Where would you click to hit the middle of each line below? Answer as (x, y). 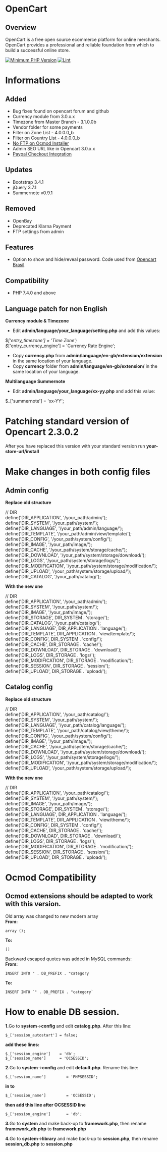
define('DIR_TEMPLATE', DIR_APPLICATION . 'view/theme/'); (68, 819)
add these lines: (22, 1045)
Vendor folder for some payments (48, 127)
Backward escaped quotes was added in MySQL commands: (69, 959)
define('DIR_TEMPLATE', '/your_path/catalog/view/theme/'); (67, 730)
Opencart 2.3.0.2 (42, 432)
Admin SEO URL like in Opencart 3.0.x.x (54, 149)
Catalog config (29, 687)
